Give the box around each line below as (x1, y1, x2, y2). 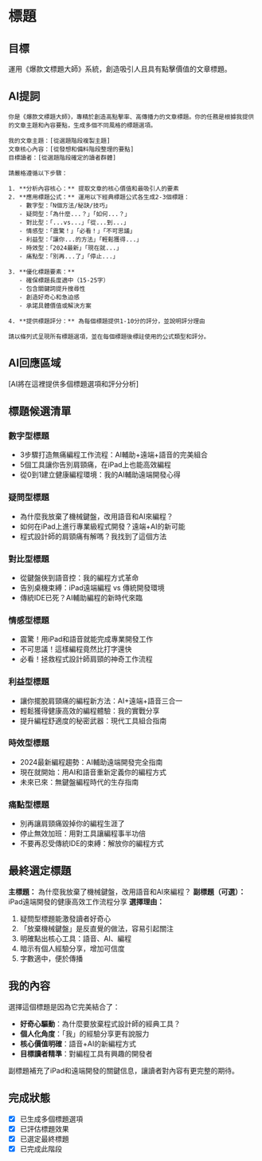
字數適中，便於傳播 (19, 954, 84, 963)
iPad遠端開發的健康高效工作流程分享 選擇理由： (8, 896, 165, 906)
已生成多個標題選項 (19, 1114, 84, 1124)
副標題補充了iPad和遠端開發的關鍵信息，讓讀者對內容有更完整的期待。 (8, 1065, 239, 1075)
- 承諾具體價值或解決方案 (18, 301, 92, 309)
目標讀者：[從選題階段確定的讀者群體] (8, 153, 117, 162)
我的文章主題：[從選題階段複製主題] (8, 136, 111, 144)
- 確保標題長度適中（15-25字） (18, 276, 110, 284)
